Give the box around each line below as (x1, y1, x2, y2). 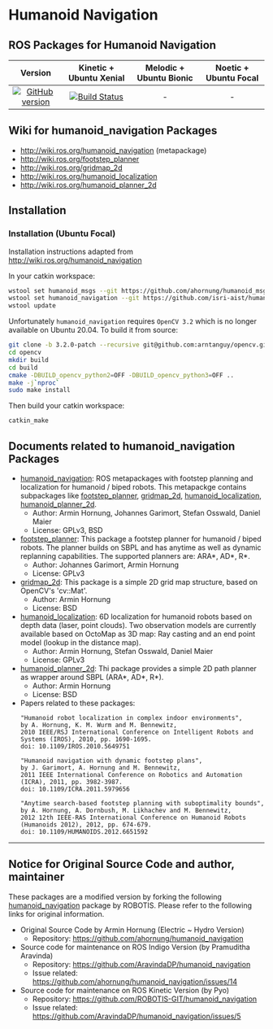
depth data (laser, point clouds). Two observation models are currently (19, 620, 257, 630)
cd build (8, 364, 38, 372)
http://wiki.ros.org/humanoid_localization (19, 171, 158, 181)
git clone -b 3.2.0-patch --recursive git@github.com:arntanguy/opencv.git (8, 341, 271, 349)
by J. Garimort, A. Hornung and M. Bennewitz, (19, 763, 181, 772)
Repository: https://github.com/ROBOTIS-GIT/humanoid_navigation (32, 994, 258, 1004)
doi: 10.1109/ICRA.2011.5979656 (19, 785, 130, 793)
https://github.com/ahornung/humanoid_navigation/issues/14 (32, 976, 238, 986)
